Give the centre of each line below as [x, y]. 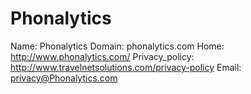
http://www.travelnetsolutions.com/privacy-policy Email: [126, 67]
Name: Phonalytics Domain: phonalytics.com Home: [117, 46]
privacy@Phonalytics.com [64, 78]
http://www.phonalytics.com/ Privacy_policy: [102, 56]
